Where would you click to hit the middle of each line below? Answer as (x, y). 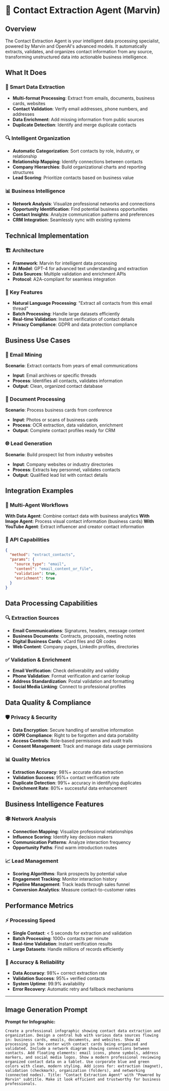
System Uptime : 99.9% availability (49, 984)
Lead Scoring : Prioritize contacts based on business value (73, 178)
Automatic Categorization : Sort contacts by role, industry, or (76, 151)
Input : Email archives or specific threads (54, 375)
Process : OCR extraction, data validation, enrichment (68, 425)
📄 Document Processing (35, 399)
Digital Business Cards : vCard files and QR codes (64, 641)
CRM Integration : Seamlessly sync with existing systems (71, 220)
